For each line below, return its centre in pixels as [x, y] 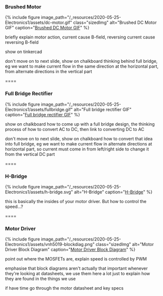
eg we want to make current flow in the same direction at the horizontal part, [82, 66]
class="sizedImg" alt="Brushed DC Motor [115, 22]
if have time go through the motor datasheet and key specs [64, 288]
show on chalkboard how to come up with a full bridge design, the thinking [80, 124]
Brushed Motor [23, 7]
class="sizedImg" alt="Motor [125, 244]
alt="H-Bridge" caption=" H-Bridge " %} [113, 192]
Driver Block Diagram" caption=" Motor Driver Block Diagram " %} [70, 250]
